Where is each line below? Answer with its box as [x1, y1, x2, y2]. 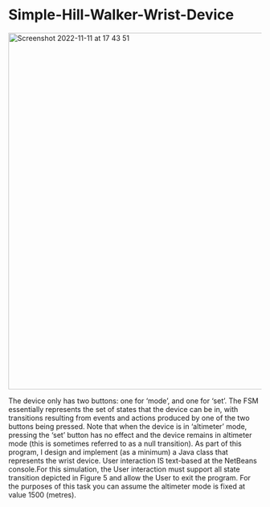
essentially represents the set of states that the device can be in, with [8, 404, 239, 414]
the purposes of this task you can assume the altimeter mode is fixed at [8, 481, 246, 491]
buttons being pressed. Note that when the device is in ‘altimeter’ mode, [8, 421, 247, 431]
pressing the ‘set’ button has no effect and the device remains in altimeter [8, 430, 252, 439]
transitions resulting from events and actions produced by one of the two [8, 413, 251, 422]
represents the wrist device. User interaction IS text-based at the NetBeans [8, 455, 257, 465]
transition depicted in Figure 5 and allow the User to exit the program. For [8, 472, 252, 482]
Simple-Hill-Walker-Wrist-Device [8, 6, 235, 24]
